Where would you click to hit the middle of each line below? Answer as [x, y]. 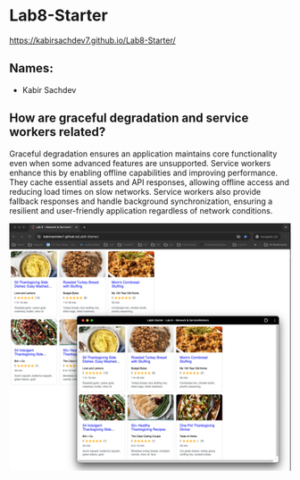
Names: [31, 68]
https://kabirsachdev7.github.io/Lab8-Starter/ [92, 40]
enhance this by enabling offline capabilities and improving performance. [144, 173]
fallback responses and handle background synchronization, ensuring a [141, 201]
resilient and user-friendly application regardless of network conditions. [141, 210]
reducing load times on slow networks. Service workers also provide [135, 191]
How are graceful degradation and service [129, 118]
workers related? [58, 132]
